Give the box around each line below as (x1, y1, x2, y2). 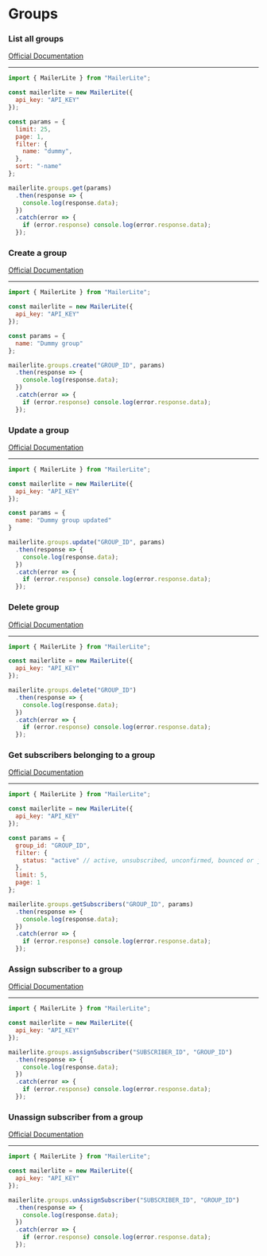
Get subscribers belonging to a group (8, 750, 156, 761)
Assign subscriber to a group (8, 964, 123, 975)
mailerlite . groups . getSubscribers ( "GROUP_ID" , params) (8, 900, 194, 909)
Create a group (8, 248, 68, 259)
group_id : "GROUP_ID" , (15, 842, 91, 850)
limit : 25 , (15, 125, 52, 133)
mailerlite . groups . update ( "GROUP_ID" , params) (8, 539, 165, 547)
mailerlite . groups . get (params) (8, 184, 112, 192)
